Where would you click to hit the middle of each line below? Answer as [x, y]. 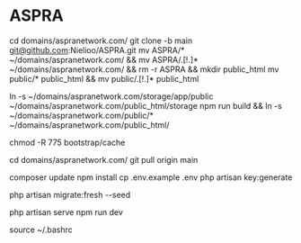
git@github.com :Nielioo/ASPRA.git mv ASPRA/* [97, 49]
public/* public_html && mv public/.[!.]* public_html [104, 78]
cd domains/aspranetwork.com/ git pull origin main [104, 159]
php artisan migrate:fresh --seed [70, 194]
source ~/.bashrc [41, 229]
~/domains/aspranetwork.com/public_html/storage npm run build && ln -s [146, 105]
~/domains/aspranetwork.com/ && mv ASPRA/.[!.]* [104, 59]
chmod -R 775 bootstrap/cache [67, 142]
